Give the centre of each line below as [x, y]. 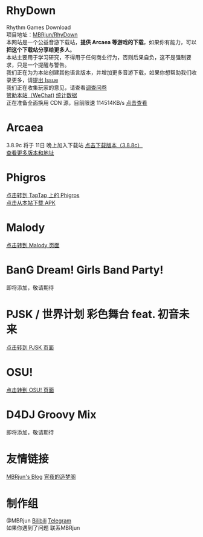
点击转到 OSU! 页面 [30, 390]
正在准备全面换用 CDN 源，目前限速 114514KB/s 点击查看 [77, 102]
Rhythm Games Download [39, 27]
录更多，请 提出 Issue [32, 80]
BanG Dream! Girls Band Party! [85, 270]
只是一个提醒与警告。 [43, 65]
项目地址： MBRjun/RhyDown [42, 35]
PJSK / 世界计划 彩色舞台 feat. [81, 314]
